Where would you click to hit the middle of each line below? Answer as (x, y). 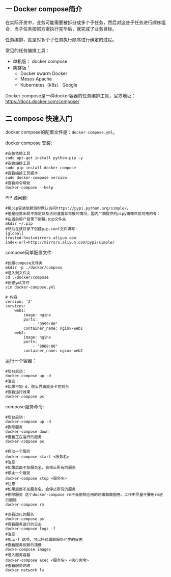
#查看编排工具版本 (22, 173)
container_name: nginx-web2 (53, 351)
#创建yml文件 (18, 283)
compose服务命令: (25, 406)
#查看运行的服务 (20, 514)
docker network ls (25, 570)
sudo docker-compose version (36, 177)
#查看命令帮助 (18, 183)
